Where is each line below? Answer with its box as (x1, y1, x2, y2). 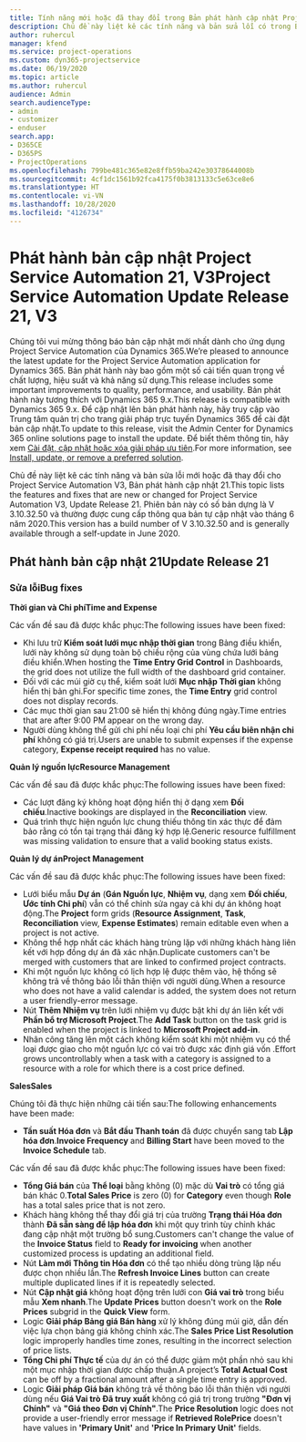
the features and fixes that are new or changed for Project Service (9, 489, 258, 500)
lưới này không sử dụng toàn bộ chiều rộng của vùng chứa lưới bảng (22, 647, 280, 658)
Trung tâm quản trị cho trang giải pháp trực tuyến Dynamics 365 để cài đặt (9, 413, 290, 424)
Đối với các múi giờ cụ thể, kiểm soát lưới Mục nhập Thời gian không (22, 676, 281, 687)
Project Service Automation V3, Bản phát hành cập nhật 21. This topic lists (9, 479, 285, 490)
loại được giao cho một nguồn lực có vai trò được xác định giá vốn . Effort (22, 1044, 296, 1055)
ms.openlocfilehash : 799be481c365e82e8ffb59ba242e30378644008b (9, 166, 255, 175)
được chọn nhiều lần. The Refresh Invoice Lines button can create (22, 1268, 270, 1279)
